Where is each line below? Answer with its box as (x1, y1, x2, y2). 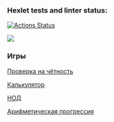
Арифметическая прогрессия (7, 107, 94, 115)
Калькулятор (7, 80, 45, 88)
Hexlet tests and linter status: (7, 6, 108, 15)
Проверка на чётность (7, 67, 73, 75)
